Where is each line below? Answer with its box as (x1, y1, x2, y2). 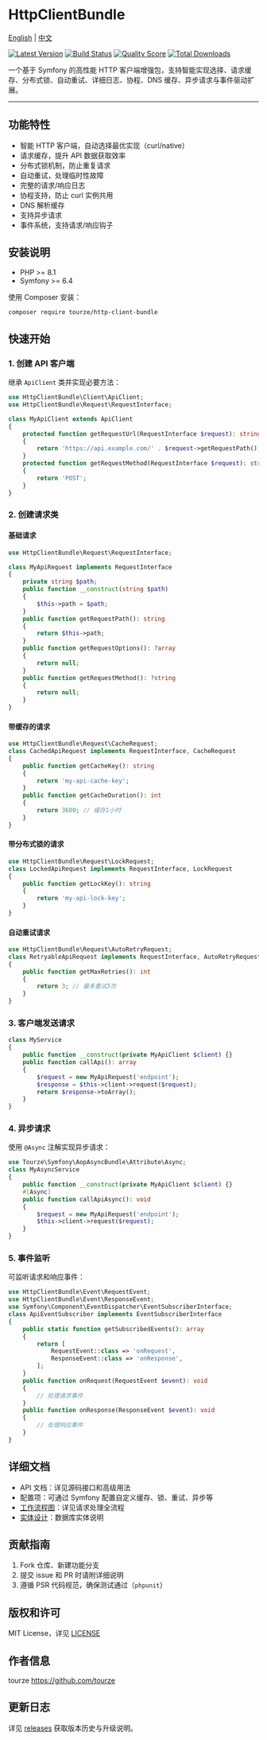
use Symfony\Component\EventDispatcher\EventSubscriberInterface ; (8, 1303, 233, 1311)
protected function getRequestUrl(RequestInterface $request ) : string (22, 429, 261, 438)
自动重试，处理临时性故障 (19, 170, 104, 180)
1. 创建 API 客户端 (8, 358, 75, 369)
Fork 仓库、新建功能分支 (19, 1560, 100, 1570)
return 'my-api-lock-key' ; (37, 895, 126, 903)
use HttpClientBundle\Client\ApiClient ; (8, 394, 145, 402)
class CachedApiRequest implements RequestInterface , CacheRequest (8, 748, 237, 755)
